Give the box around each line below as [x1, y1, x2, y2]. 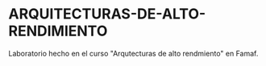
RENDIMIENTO [8, 22, 108, 40]
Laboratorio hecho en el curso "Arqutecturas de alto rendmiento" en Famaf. [8, 48, 259, 58]
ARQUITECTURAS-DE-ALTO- [8, 5, 206, 23]
